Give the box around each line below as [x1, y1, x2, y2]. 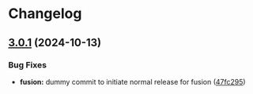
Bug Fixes [8, 60, 47, 70]
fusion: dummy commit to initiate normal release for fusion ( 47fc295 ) [19, 77, 247, 86]
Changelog [8, 5, 82, 23]
